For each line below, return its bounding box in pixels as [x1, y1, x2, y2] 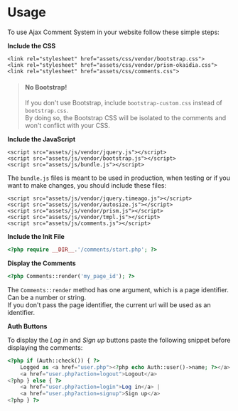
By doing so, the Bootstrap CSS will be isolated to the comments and [24, 114, 227, 122]
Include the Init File [7, 233, 65, 241]
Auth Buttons [7, 321, 48, 331]
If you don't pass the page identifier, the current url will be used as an [7, 300, 211, 309]
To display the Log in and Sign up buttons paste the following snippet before [7, 336, 231, 344]
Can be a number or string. [7, 293, 87, 301]
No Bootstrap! [24, 82, 67, 91]
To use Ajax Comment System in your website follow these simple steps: [7, 28, 220, 36]
